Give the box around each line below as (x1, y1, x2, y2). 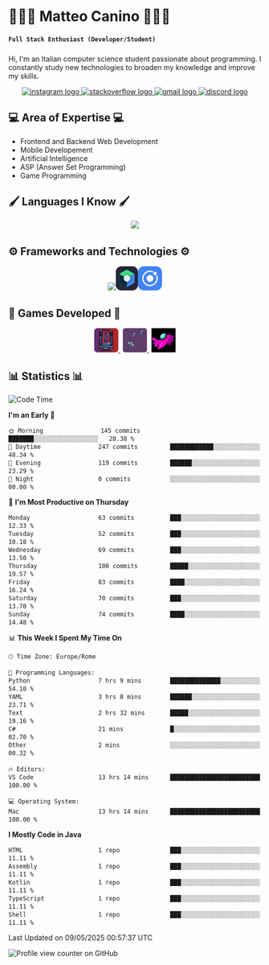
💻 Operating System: (8, 797, 80, 806)
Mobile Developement (19, 145, 93, 155)
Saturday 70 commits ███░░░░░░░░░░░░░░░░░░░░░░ (8, 594, 261, 602)
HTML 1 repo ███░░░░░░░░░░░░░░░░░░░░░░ (8, 846, 261, 854)
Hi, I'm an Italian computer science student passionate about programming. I (8, 54, 262, 64)
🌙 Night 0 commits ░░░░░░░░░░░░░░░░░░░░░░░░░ (8, 475, 261, 483)
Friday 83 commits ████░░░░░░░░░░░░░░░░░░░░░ (8, 578, 261, 586)
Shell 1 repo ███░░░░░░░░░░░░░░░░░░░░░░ (8, 910, 261, 918)
